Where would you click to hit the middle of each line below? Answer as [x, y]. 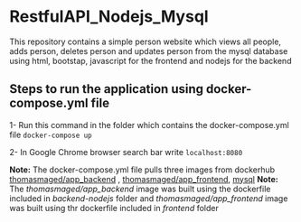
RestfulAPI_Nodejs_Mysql [109, 17]
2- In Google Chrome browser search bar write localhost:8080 [126, 152]
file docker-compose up [51, 134]
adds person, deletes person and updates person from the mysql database [149, 51]
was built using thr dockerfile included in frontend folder [114, 208]
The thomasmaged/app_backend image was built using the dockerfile [140, 189]
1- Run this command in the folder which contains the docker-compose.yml [149, 125]
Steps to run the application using [107, 89]
